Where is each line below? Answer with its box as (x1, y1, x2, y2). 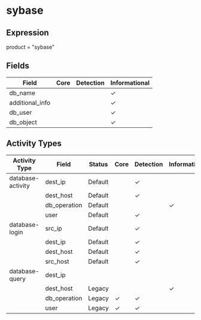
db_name (9, 88, 36, 97)
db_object (9, 118, 37, 126)
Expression (6, 28, 49, 38)
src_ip (45, 224, 63, 232)
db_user (9, 108, 32, 116)
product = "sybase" (6, 43, 55, 50)
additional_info (9, 98, 51, 107)
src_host (45, 257, 70, 265)
